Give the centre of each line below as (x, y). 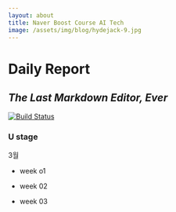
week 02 (34, 186)
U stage (23, 137)
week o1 (32, 170)
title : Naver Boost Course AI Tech (66, 23)
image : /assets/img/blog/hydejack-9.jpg (75, 30)
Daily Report (49, 69)
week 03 (34, 201)
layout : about (31, 15)
